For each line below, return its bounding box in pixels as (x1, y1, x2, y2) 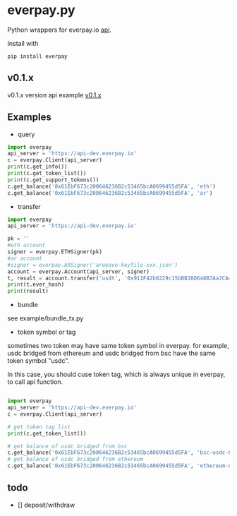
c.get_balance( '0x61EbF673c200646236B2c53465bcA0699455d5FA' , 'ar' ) (7, 189, 213, 196)
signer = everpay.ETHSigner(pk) (7, 248, 102, 256)
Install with (7, 39, 39, 47)
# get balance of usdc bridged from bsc (7, 443, 128, 450)
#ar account (7, 255, 42, 262)
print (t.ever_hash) (7, 281, 65, 288)
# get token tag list (7, 423, 71, 431)
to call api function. (7, 378, 63, 386)
